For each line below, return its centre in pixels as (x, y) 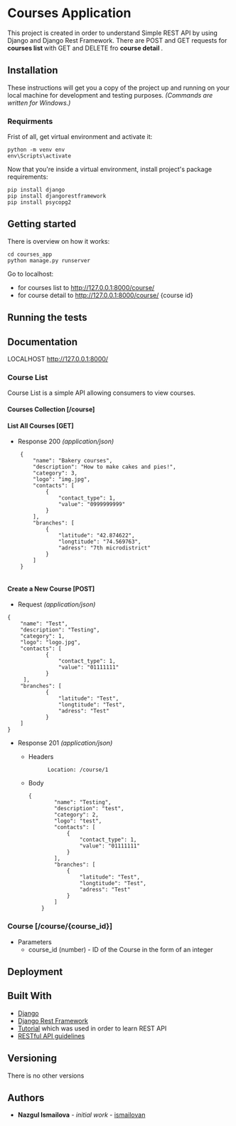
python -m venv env (36, 150)
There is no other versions (46, 1075)
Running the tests (47, 317)
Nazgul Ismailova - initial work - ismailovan (81, 1115)
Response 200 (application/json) (66, 441)
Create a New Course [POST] (51, 589)
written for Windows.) (39, 103)
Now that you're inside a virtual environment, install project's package (109, 170)
